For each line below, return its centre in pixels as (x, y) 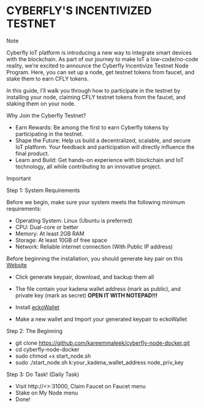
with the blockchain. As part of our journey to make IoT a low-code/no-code (102, 59)
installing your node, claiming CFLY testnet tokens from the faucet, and (96, 97)
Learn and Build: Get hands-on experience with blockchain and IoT (99, 160)
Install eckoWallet (37, 307)
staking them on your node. (41, 103)
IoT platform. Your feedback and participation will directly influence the (105, 147)
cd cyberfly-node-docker (47, 349)
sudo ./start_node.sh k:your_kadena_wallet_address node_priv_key (99, 362)
